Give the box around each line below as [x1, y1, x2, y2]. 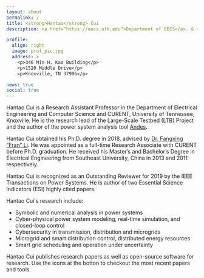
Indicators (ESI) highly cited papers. [6, 186, 96, 193]
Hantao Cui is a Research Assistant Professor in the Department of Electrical [6, 104, 197, 111]
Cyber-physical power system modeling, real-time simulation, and [15, 215, 180, 223]
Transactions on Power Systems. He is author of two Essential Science [6, 179, 183, 186]
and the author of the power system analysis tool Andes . [6, 123, 148, 131]
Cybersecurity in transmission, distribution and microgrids [15, 228, 161, 236]
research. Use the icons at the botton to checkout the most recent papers [6, 259, 190, 267]
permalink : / [6, 15, 39, 21]
